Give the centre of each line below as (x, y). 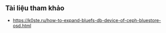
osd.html (22, 25)
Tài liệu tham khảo (35, 8)
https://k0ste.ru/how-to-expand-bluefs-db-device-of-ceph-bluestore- (87, 20)
